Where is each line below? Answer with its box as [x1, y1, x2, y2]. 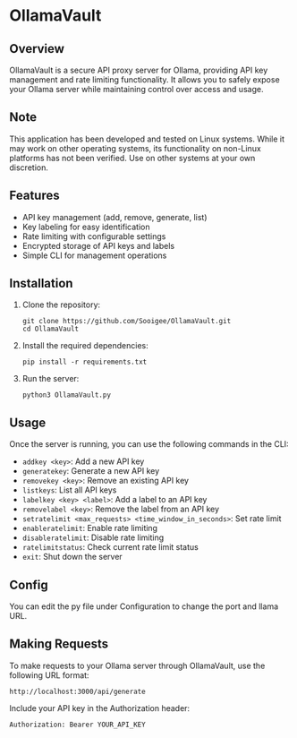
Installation [9, 276, 73, 291]
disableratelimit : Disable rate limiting [21, 532, 165, 543]
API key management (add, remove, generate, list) [21, 211, 208, 222]
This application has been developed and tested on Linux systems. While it [9, 133, 284, 144]
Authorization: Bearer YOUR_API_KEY [9, 720, 146, 729]
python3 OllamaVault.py [21, 390, 112, 399]
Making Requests [9, 637, 109, 652]
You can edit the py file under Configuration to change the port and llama [9, 601, 279, 612]
